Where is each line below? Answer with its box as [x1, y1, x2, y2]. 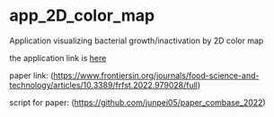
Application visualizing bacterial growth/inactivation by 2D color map [9, 35, 264, 46]
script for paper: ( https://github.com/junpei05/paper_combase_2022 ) [9, 96, 267, 108]
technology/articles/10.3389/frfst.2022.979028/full [9, 79, 198, 90]
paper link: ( [9, 69, 54, 81]
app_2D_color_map [9, 5, 155, 26]
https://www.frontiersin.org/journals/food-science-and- [53, 69, 260, 81]
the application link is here [9, 52, 107, 63]
